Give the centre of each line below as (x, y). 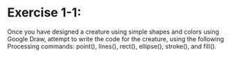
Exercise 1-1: (44, 13)
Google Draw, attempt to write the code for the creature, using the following (116, 38)
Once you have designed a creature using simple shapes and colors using (113, 32)
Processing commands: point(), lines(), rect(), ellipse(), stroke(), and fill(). (112, 46)
